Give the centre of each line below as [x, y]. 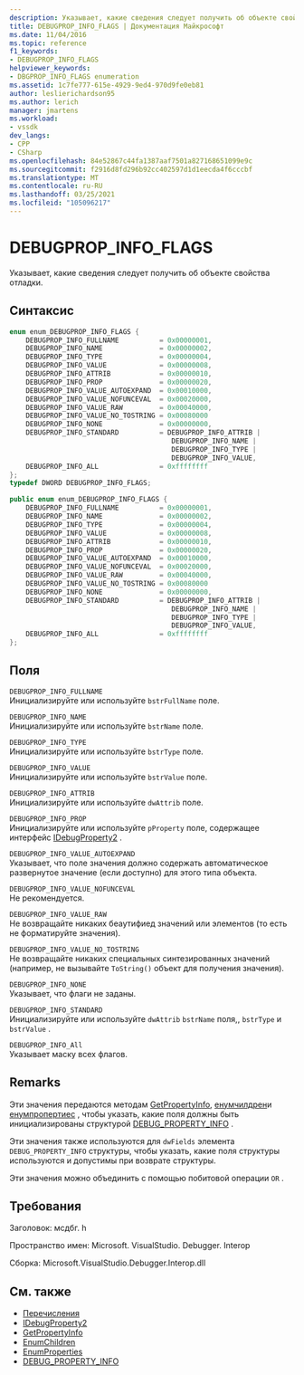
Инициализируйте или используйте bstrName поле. [106, 726]
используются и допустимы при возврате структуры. [113, 1160]
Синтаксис [42, 311]
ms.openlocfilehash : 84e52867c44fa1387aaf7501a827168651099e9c [131, 161]
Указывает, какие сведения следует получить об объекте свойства [140, 272]
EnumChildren [49, 1342]
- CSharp [26, 152]
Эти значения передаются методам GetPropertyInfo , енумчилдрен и [141, 1104]
